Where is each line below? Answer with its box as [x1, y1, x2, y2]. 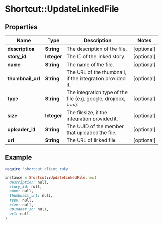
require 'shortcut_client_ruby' [5, 166, 70, 171]
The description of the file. [66, 45, 127, 52]
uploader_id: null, [9, 207, 49, 212]
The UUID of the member [66, 123, 124, 130]
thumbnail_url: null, [9, 193, 53, 198]
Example [5, 154, 32, 162]
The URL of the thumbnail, [66, 69, 126, 76]
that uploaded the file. [66, 129, 117, 136]
